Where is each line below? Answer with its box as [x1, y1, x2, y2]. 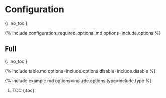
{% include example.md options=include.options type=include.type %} [5, 77, 152, 84]
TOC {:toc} [12, 87, 35, 93]
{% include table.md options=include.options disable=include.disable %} [5, 68, 156, 74]
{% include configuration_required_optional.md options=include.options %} [5, 30, 161, 36]
